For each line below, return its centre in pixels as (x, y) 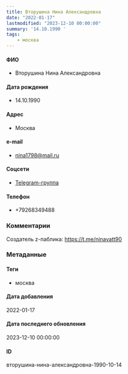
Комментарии (28, 226)
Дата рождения (27, 87)
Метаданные (27, 254)
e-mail (14, 142)
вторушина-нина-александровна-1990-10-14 (64, 365)
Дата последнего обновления (46, 324)
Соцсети (18, 169)
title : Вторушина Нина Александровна (54, 12)
